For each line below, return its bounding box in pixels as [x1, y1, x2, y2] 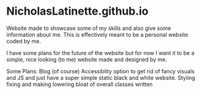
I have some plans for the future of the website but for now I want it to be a [6, 49, 194, 56]
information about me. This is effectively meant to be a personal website [6, 31, 188, 38]
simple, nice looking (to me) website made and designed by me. [6, 56, 167, 63]
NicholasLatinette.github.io [6, 4, 148, 18]
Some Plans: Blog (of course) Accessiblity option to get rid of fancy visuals [6, 67, 195, 74]
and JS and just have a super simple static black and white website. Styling [6, 74, 196, 81]
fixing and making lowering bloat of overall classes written [6, 81, 153, 88]
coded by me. [6, 37, 42, 45]
